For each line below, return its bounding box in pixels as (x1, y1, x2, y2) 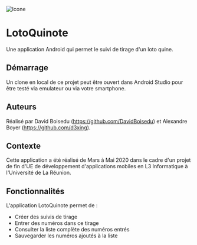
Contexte (6, 141, 41, 151)
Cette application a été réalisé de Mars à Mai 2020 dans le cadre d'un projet (6, 156, 191, 164)
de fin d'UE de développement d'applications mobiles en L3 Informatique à (6, 163, 188, 170)
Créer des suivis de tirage (14, 213, 78, 221)
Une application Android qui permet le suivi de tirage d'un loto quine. (6, 45, 174, 53)
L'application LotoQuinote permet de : (6, 202, 98, 209)
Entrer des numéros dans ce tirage (14, 220, 99, 227)
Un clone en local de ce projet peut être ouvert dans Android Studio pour (6, 79, 183, 86)
